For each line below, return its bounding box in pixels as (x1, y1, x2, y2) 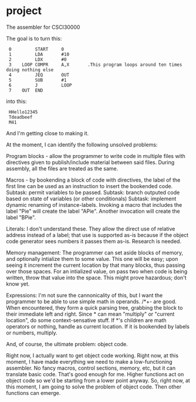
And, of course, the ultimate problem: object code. (6, 340, 128, 347)
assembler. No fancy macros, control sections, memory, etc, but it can (6, 364, 176, 371)
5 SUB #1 (8, 77, 67, 83)
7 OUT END (8, 87, 43, 93)
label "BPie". (6, 213, 36, 221)
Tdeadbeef (8, 114, 33, 120)
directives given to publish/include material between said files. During (6, 159, 175, 166)
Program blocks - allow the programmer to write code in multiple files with (6, 152, 186, 159)
